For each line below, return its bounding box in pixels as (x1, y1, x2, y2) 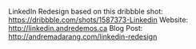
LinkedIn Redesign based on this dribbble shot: (8, 7, 163, 16)
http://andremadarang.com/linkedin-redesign (8, 32, 158, 41)
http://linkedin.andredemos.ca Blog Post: (8, 24, 143, 32)
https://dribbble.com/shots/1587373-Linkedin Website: (8, 15, 189, 24)
